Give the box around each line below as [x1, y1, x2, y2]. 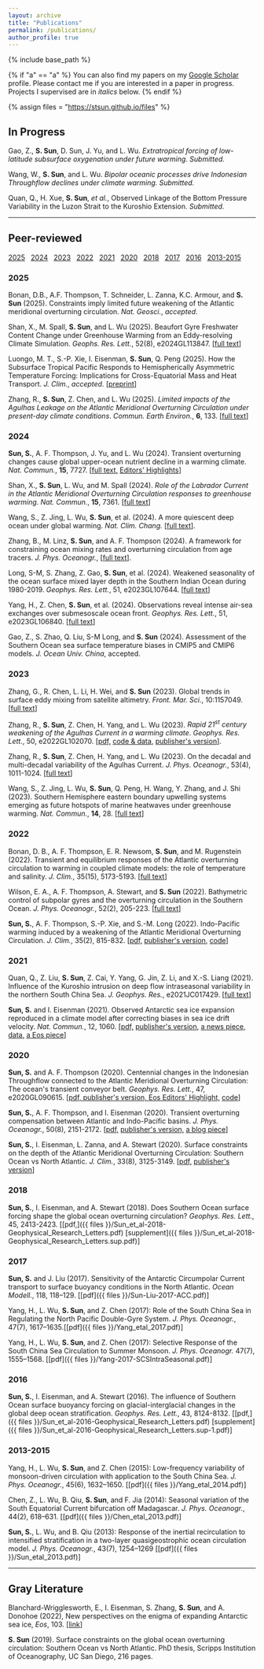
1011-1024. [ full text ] [8, 768, 73, 778]
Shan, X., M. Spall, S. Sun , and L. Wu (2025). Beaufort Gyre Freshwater [8, 322, 239, 331]
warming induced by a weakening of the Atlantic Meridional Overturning [8, 927, 241, 937]
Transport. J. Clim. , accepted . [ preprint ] [8, 379, 137, 389]
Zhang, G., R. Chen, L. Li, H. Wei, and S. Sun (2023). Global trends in [8, 686, 230, 696]
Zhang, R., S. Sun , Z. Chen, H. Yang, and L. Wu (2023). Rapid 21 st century [8, 718, 247, 729]
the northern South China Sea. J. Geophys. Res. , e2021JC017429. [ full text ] [8, 990, 251, 1000]
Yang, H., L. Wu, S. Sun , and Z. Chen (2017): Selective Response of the [8, 1338, 238, 1347]
